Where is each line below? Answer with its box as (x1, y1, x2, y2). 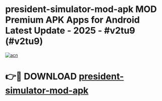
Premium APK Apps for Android (5, 14, 140, 26)
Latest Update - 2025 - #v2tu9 (5, 25, 135, 36)
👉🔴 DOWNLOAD (5, 71, 77, 82)
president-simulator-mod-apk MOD (5, 4, 157, 15)
